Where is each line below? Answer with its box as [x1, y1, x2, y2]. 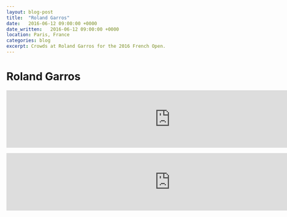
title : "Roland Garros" [6, 15, 70, 21]
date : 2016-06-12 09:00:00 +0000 [6, 20, 98, 26]
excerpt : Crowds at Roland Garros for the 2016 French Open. [6, 44, 166, 50]
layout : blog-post [6, 9, 53, 15]
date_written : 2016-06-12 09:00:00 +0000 [6, 26, 120, 32]
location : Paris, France [6, 32, 70, 38]
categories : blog [6, 37, 51, 44]
